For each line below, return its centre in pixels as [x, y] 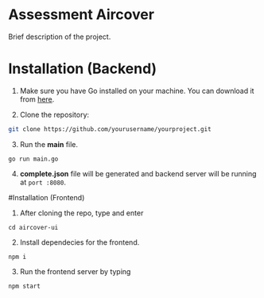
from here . [37, 99]
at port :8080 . [43, 182]
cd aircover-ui [33, 227]
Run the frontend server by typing [75, 271]
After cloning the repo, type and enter [82, 213]
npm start [25, 286]
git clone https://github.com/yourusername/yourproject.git [110, 129]
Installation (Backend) [83, 69]
